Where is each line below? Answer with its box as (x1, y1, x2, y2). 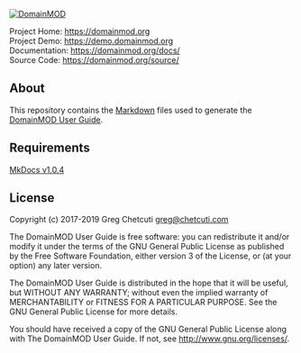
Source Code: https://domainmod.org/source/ (9, 55, 180, 65)
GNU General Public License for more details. (9, 306, 178, 317)
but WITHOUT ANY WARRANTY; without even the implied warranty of (9, 287, 269, 298)
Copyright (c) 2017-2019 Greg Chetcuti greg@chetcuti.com (9, 214, 229, 225)
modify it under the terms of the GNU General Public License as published (9, 241, 285, 252)
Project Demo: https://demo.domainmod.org (9, 36, 174, 46)
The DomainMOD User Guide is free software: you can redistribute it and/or (9, 231, 290, 242)
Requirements (9, 140, 90, 156)
